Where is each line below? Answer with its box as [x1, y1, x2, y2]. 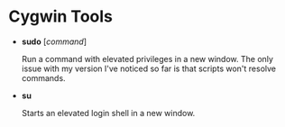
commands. [21, 72, 66, 83]
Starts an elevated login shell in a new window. [21, 107, 196, 118]
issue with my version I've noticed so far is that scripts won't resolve [21, 63, 277, 74]
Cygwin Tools [8, 6, 114, 27]
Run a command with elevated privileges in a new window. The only [21, 53, 274, 64]
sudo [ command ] [21, 36, 87, 47]
